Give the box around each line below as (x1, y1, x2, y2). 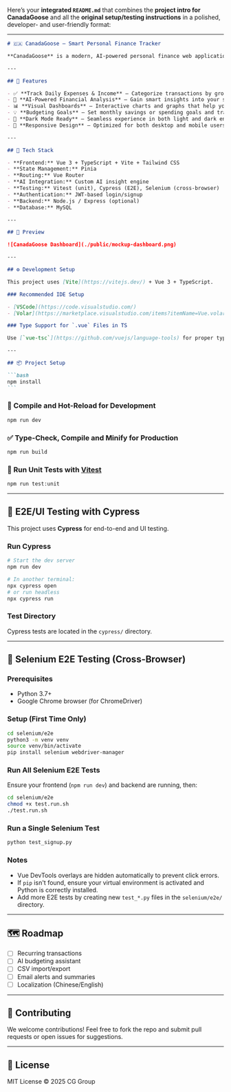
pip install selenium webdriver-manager (7, 749, 125, 756)
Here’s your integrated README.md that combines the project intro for (7, 6, 201, 14)
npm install (7, 378, 41, 385)
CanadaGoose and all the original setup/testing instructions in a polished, (7, 13, 221, 21)
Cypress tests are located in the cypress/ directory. (7, 627, 153, 636)
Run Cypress (7, 541, 52, 551)
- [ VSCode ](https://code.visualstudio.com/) (7, 303, 137, 311)
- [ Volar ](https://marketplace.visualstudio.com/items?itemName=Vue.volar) (7, 310, 229, 317)
